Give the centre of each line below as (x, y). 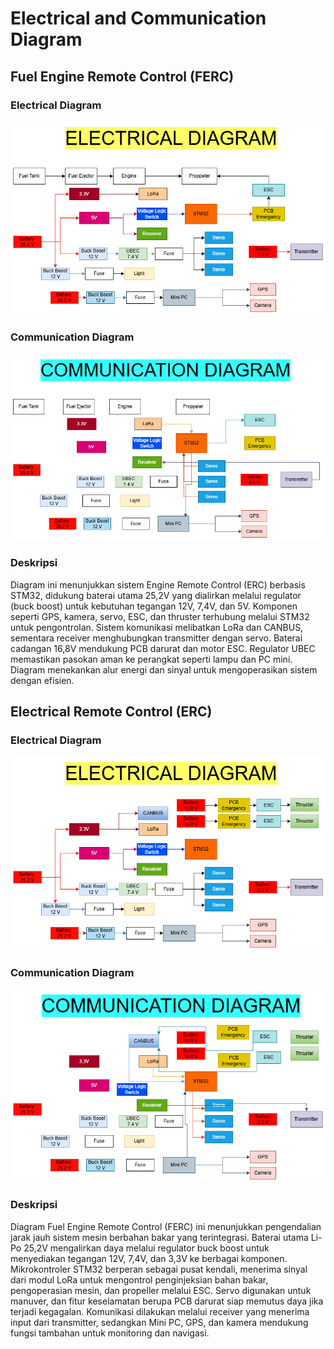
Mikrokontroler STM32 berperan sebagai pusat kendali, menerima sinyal (159, 1269)
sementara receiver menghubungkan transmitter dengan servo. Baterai (156, 638)
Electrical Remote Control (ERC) (111, 712)
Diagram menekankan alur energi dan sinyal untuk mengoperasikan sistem (164, 669)
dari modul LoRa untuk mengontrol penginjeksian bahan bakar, (139, 1279)
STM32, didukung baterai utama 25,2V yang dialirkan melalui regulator (156, 595)
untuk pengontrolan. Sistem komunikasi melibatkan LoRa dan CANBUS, (157, 627)
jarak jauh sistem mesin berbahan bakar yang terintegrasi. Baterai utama (159, 1237)
